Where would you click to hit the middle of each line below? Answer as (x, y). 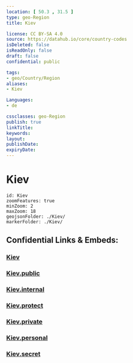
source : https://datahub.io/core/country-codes (67, 40)
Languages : (20, 100)
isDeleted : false (28, 45)
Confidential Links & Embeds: (62, 240)
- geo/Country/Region (33, 78)
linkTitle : (20, 127)
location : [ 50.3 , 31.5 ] (40, 12)
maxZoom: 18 (21, 211)
